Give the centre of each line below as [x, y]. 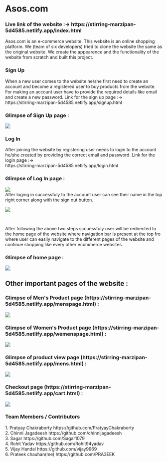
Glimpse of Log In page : [35, 179]
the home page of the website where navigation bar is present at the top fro [83, 234]
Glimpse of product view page [42, 357]
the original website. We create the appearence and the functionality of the [82, 52]
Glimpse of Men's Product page [44, 298]
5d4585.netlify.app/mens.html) [44, 364]
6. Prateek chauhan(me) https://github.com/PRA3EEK [60, 454]
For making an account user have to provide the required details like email [81, 92]
